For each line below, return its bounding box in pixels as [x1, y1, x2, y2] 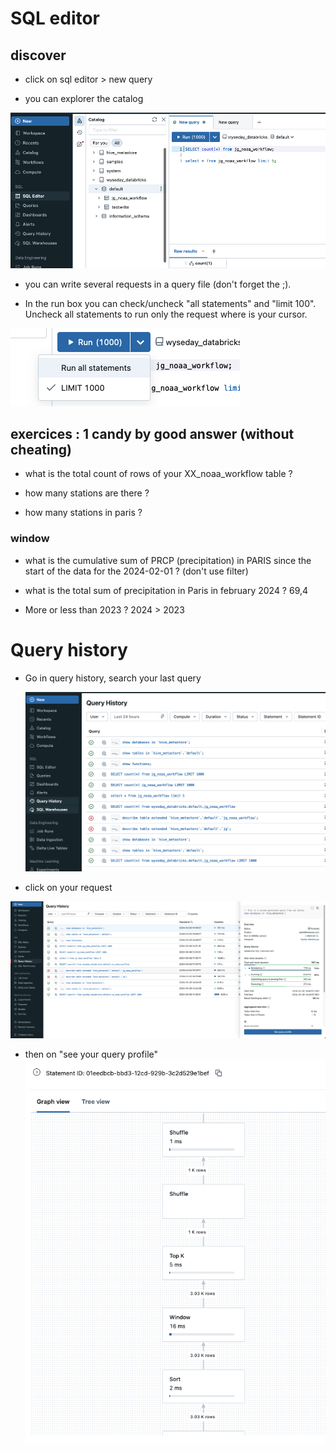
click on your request [24, 882, 113, 894]
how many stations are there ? [24, 487, 150, 499]
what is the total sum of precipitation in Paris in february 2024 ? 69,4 [24, 584, 309, 596]
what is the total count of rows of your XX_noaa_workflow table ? [24, 468, 293, 480]
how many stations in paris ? [24, 507, 143, 519]
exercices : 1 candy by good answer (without [10, 426, 295, 443]
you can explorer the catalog [24, 93, 144, 104]
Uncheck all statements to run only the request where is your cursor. [24, 308, 308, 320]
